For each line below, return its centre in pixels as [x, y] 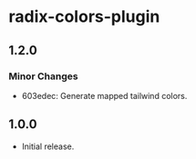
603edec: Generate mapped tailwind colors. [104, 95]
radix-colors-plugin [84, 17]
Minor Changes [43, 76]
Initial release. [48, 146]
